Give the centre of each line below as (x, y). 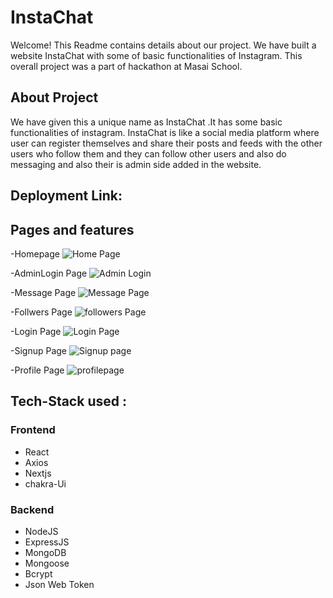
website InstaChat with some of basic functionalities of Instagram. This (156, 55)
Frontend (33, 430)
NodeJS (41, 531)
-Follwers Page (41, 312)
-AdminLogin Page (49, 273)
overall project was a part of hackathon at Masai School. (126, 66)
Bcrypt (38, 573)
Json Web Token (59, 584)
